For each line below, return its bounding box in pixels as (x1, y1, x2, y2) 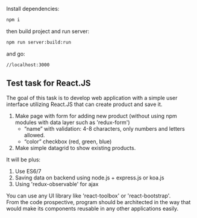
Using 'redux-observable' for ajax (14, 180, 99, 187)
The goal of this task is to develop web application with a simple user (6, 94, 178, 101)
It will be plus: (6, 156, 41, 163)
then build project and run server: (6, 27, 89, 35)
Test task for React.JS (6, 78, 92, 89)
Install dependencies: (6, 5, 60, 12)
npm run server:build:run (6, 39, 71, 45)
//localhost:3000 (6, 61, 50, 68)
